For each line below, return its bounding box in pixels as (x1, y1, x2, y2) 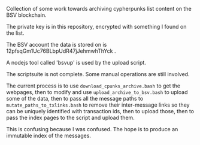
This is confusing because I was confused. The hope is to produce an (6, 126, 178, 132)
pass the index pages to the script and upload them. (6, 114, 135, 121)
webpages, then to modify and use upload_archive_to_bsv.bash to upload (6, 89, 188, 95)
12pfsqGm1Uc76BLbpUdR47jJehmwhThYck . (6, 47, 116, 55)
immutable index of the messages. (6, 132, 92, 139)
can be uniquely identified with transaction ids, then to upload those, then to (6, 108, 195, 114)
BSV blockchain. (6, 11, 47, 19)
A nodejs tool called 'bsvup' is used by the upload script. (6, 59, 147, 66)
